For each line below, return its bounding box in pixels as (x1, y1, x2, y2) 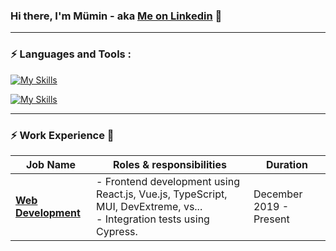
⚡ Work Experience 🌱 (10, 128, 115, 142)
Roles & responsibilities (113, 157, 227, 171)
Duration (265, 157, 308, 171)
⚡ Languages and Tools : (10, 47, 132, 61)
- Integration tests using (96, 212, 210, 226)
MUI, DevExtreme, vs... (96, 199, 203, 213)
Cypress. (96, 224, 138, 238)
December (253, 187, 303, 201)
